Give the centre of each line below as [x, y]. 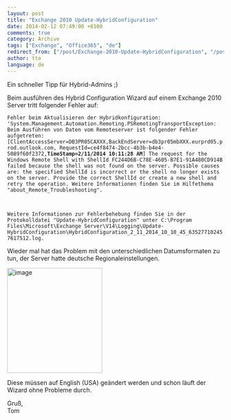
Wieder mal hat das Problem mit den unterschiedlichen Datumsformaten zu [113, 251]
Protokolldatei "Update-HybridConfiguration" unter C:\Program [100, 220]
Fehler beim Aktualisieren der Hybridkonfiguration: [84, 118]
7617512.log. [26, 238]
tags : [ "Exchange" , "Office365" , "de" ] [64, 45]
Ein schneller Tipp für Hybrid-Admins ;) [63, 84]
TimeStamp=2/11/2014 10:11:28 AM [95, 154]
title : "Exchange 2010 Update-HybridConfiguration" [82, 20]
